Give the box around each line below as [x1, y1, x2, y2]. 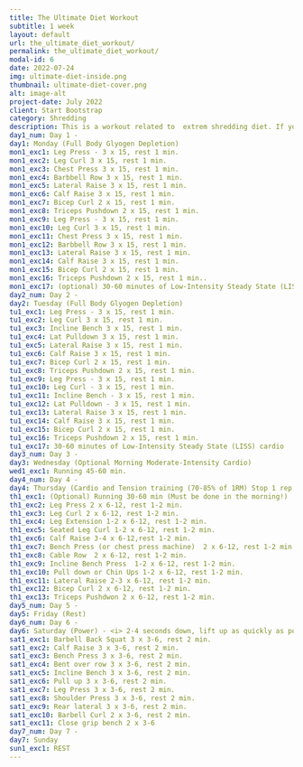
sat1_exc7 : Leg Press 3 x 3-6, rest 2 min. [9, 685, 176, 694]
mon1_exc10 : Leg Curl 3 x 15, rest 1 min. [9, 223, 171, 232]
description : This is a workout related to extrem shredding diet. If [9, 123, 284, 132]
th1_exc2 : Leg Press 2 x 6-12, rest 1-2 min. [9, 500, 183, 510]
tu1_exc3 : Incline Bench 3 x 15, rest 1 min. [9, 324, 183, 333]
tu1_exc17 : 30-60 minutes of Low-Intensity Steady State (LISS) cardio [9, 442, 284, 451]
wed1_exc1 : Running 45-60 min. [9, 467, 127, 476]
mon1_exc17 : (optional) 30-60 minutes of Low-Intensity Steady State [9, 282, 277, 291]
